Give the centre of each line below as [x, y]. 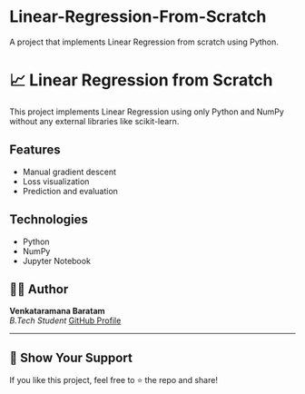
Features [35, 150]
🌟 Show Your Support [71, 357]
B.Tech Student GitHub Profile [65, 320]
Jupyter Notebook [56, 261]
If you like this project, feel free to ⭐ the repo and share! [113, 380]
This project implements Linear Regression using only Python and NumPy [147, 112]
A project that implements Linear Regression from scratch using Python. [144, 42]
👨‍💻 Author [39, 289]
